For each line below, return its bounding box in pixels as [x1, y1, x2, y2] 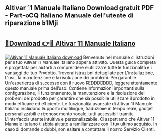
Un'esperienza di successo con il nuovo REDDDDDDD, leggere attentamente [5, 80, 158, 86]
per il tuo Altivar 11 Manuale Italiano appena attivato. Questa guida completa [5, 60, 156, 65]
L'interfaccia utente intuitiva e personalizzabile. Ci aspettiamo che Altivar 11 [5, 116, 155, 122]
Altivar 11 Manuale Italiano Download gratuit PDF [5, 4, 154, 12]
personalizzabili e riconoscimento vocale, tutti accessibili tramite [5, 111, 134, 117]
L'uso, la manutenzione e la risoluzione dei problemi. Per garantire [5, 75, 137, 80]
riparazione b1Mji [5, 19, 58, 27]
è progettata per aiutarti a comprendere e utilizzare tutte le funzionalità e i [5, 65, 152, 70]
